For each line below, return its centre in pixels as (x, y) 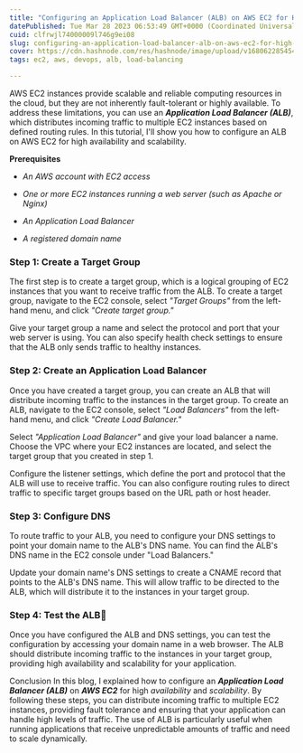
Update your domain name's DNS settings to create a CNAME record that (146, 572)
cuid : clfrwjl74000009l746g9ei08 (72, 34)
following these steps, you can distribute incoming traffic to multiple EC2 (144, 701)
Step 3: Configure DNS (60, 516)
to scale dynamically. (49, 739)
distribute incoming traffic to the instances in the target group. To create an (149, 400)
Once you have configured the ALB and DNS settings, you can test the (140, 635)
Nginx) (35, 203)
